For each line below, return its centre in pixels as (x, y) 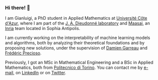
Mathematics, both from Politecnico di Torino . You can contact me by (74, 67)
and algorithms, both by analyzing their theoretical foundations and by (75, 43)
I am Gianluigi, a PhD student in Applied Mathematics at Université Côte (76, 18)
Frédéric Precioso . (23, 53)
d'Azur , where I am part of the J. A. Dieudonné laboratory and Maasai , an (78, 23)
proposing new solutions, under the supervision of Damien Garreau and (76, 48)
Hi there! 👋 (18, 8)
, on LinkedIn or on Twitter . (39, 73)
